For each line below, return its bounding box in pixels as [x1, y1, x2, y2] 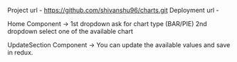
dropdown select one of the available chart [7, 27, 134, 35]
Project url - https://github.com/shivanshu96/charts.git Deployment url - [7, 6, 219, 14]
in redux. [7, 49, 33, 56]
